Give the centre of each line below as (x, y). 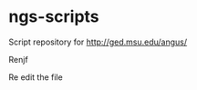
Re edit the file (36, 77)
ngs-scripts (54, 17)
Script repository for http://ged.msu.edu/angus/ (98, 42)
